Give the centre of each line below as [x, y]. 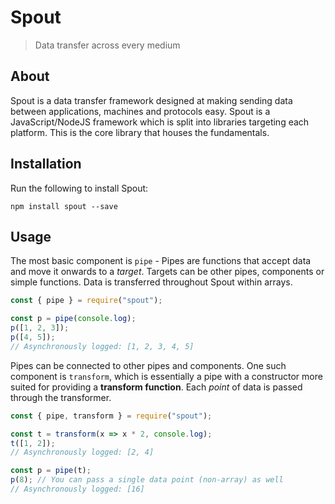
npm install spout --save [64, 206]
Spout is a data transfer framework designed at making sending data [151, 100]
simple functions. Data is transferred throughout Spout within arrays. [151, 282]
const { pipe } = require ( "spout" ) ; [86, 301]
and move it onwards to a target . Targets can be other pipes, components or [167, 272]
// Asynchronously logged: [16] [77, 489]
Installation [46, 164]
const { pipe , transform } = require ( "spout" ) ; [111, 416]
